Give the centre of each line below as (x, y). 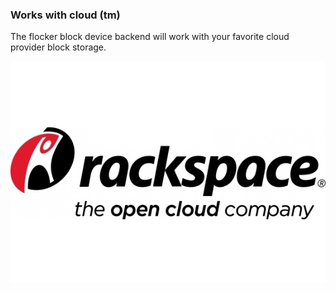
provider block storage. (58, 47)
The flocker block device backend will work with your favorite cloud (150, 37)
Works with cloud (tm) (65, 15)
